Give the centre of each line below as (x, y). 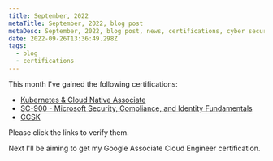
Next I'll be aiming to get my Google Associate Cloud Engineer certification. (134, 148)
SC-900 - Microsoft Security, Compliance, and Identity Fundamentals (136, 108)
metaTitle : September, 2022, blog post (76, 23)
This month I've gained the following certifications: (93, 84)
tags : (17, 46)
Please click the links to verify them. (69, 132)
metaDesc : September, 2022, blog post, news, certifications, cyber (127, 31)
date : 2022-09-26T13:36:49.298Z (63, 38)
